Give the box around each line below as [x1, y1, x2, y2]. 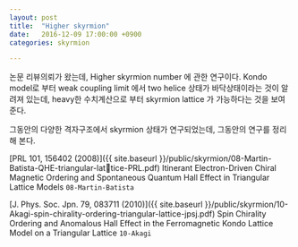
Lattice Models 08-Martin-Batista [9, 182, 134, 192]
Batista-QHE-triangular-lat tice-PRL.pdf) [9, 163, 161, 174]
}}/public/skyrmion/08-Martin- [158, 153, 272, 164]
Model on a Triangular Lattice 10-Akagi [9, 227, 152, 238]
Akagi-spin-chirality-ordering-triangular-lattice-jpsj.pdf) [9, 209, 216, 219]
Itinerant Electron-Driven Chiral [161, 163, 277, 174]
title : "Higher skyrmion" [9, 21, 110, 30]
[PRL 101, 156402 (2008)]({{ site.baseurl [9, 153, 158, 164]
